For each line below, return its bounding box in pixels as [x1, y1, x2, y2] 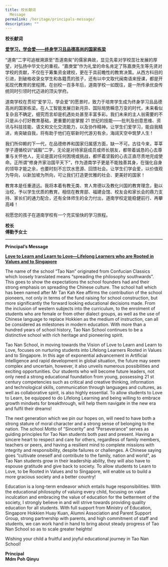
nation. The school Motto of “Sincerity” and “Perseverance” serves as [5, 426, 149, 432]
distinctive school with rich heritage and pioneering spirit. [5, 332, 124, 338]
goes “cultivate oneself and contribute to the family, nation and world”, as [5, 452, 156, 458]
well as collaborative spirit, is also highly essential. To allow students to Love [5, 390, 162, 396]
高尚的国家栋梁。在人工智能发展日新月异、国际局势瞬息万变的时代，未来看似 [5, 105, 163, 111]
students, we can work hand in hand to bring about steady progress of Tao [5, 521, 159, 527]
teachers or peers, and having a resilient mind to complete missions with [5, 442, 154, 448]
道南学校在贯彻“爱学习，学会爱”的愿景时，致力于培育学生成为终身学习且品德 [5, 99, 162, 105]
